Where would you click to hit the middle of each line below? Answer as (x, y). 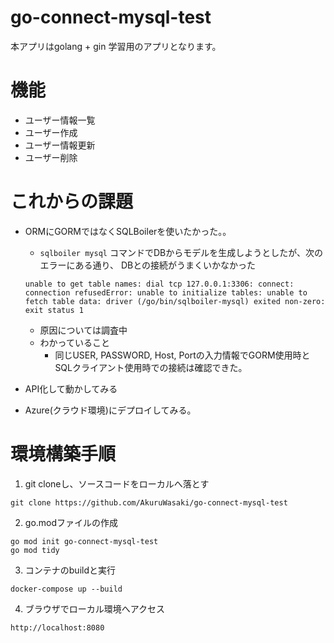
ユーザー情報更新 (60, 145)
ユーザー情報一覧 (60, 120)
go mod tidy (35, 550)
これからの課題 (72, 202)
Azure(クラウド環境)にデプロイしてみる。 (110, 410)
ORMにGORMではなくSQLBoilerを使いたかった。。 (128, 231)
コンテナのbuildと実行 (70, 570)
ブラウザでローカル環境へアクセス (95, 608)
